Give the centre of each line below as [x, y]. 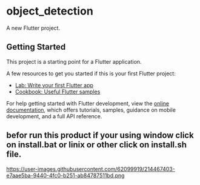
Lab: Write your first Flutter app [54, 85]
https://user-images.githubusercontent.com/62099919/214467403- [91, 169]
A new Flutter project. [33, 28]
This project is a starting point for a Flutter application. [74, 61]
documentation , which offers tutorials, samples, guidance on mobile [91, 110]
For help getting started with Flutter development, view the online [88, 103]
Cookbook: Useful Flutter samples [58, 92]
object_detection [50, 11]
